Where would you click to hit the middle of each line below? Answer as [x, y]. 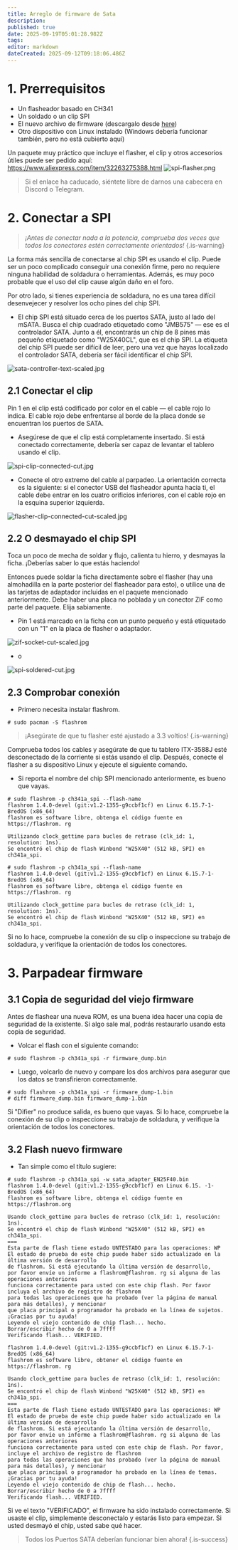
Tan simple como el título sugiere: [67, 1166]
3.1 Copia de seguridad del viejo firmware [101, 999]
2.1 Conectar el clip [50, 391]
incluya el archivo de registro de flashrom [74, 1292]
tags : [15, 41]
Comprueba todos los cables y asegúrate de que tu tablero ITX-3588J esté [117, 750]
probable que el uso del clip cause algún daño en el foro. [91, 281]
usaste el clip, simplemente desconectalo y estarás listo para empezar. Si [115, 1518]
